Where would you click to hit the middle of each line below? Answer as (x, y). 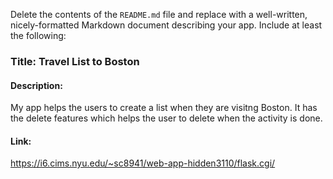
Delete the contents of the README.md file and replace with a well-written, (159, 14)
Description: (36, 85)
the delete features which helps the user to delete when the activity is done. (166, 118)
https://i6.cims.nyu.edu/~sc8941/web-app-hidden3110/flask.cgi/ (143, 163)
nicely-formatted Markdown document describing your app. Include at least (166, 25)
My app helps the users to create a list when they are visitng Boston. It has (164, 108)
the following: (38, 35)
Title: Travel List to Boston (75, 61)
